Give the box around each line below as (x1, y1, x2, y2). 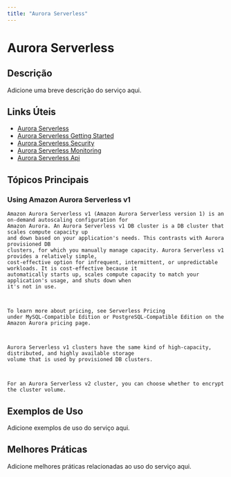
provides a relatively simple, (7, 253, 98, 260)
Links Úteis (7, 106, 57, 118)
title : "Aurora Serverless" (7, 10, 89, 17)
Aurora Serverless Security (17, 139, 95, 148)
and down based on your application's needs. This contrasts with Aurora (7, 235, 225, 242)
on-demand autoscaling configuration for (7, 216, 129, 224)
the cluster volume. (7, 386, 67, 394)
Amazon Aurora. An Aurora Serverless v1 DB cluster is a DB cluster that (7, 223, 225, 229)
